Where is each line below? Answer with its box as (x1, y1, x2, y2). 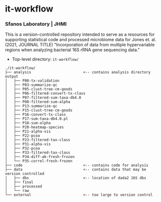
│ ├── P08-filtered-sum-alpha (5, 100, 70, 104)
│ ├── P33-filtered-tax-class (5, 150, 70, 155)
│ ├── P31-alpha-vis (5, 142, 51, 147)
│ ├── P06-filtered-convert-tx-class (5, 91, 86, 96)
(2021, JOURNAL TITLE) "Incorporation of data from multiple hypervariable (5, 42, 155, 48)
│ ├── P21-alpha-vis (5, 129, 51, 134)
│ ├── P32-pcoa (5, 146, 40, 151)
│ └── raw (5, 188, 29, 193)
